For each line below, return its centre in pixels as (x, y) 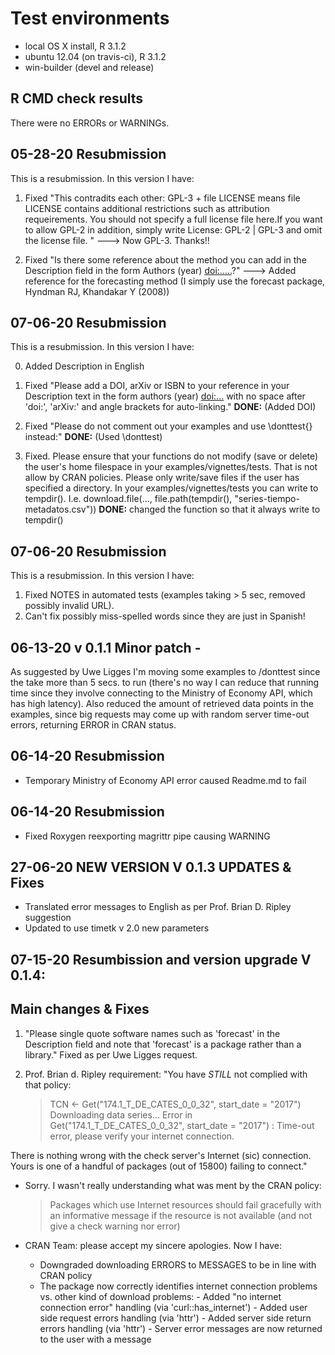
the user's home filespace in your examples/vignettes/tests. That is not (171, 467)
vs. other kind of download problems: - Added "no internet (160, 1296)
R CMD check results (77, 98)
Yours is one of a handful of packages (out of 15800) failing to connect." (159, 1166)
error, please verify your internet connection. (142, 1136)
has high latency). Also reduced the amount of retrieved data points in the (162, 703)
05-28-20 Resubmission (88, 154)
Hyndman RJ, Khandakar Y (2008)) (97, 291)
